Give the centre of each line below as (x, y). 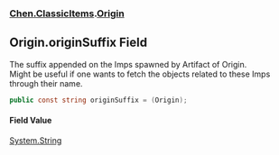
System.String (36, 140)
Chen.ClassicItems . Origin (67, 14)
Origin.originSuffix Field (78, 43)
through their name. (46, 83)
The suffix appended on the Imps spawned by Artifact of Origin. (128, 64)
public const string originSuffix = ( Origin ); (98, 100)
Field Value (31, 121)
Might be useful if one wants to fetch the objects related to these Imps (140, 74)
